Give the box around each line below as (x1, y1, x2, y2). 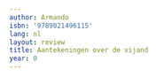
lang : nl (9, 29, 42, 38)
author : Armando (9, 12, 69, 22)
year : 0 (9, 54, 38, 63)
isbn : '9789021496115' (9, 21, 93, 30)
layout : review (9, 37, 66, 47)
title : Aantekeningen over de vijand (9, 46, 149, 55)
